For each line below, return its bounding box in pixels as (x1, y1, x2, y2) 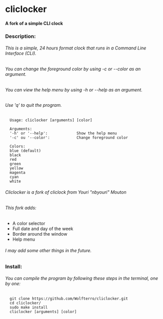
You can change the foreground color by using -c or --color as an (5, 66, 141, 72)
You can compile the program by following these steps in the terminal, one (5, 276, 159, 282)
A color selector (12, 220, 45, 226)
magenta (9, 170, 26, 175)
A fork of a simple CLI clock (5, 20, 63, 26)
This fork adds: (5, 205, 36, 211)
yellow (9, 166, 23, 171)
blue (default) (9, 148, 41, 153)
